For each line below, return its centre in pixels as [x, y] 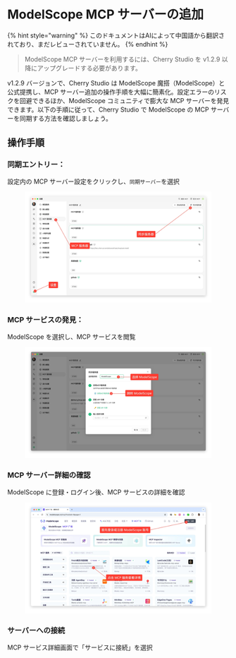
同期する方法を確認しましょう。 [66, 118]
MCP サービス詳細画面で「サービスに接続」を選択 [80, 647]
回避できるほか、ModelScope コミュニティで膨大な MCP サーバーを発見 [124, 100]
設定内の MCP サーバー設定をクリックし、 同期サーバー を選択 [93, 181]
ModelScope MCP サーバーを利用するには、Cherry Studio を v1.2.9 [122, 59]
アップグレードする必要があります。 [89, 68]
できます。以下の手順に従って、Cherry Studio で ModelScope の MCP [108, 109]
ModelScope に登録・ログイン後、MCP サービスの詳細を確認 [96, 492]
